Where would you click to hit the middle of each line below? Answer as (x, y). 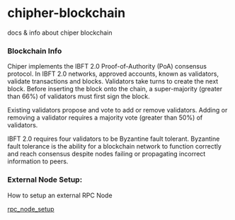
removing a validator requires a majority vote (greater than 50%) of (105, 117)
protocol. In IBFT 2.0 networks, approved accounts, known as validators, (113, 74)
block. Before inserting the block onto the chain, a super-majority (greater (115, 89)
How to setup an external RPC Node (60, 195)
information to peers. (38, 161)
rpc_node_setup (31, 209)
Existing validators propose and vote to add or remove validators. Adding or (117, 110)
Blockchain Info (35, 51)
